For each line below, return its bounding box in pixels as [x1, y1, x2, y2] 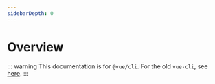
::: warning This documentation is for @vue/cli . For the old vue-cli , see [7, 62, 208, 70]
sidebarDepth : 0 [7, 10, 54, 17]
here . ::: [7, 69, 29, 77]
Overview [7, 39, 64, 55]
